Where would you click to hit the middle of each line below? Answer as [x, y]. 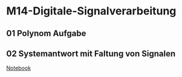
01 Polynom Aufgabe [46, 33]
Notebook [19, 68]
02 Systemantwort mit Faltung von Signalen [91, 53]
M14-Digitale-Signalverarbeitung [91, 11]
